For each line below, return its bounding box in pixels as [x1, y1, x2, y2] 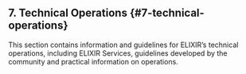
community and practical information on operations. [8, 56, 179, 66]
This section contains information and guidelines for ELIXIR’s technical [8, 40, 239, 49]
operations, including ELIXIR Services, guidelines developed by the [8, 48, 228, 58]
